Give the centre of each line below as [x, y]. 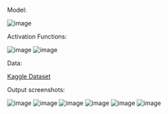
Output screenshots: [36, 90]
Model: [17, 10]
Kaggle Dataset [29, 76]
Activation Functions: [37, 36]
